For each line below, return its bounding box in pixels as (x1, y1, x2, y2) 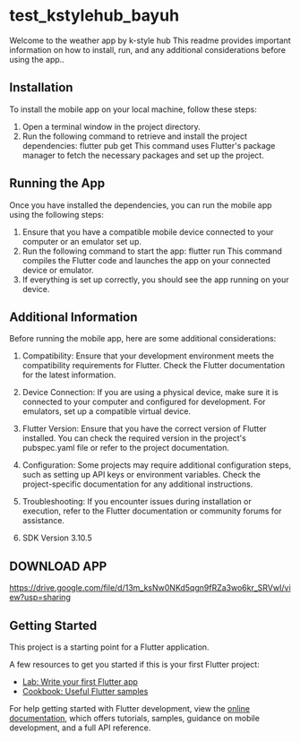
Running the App (9, 176, 106, 191)
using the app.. (9, 54, 64, 65)
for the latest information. (21, 369, 116, 381)
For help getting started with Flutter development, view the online (9, 703, 251, 713)
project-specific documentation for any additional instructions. (21, 479, 253, 489)
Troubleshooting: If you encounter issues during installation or (21, 496, 253, 507)
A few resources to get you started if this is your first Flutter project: (9, 660, 260, 669)
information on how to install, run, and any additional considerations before (9, 44, 287, 55)
